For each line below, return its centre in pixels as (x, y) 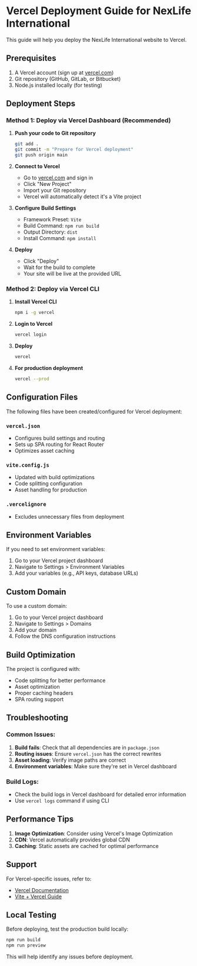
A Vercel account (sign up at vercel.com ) (64, 73)
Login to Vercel (34, 324)
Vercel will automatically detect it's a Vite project (82, 197)
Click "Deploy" (41, 261)
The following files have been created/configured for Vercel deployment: (94, 411)
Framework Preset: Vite (52, 220)
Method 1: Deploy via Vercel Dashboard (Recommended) (89, 120)
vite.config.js (28, 465)
